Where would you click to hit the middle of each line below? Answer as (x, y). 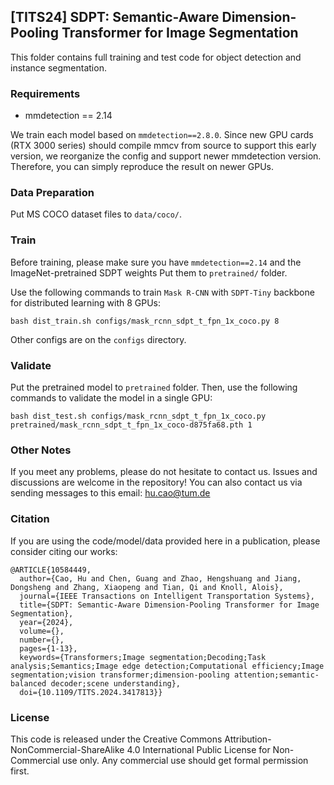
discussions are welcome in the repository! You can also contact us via (156, 482)
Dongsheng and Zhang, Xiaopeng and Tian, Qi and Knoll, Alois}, (147, 587)
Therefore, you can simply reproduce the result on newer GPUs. (142, 167)
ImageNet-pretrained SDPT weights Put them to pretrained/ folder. (149, 272)
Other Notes (41, 450)
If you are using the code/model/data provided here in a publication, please (165, 541)
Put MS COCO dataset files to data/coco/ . (96, 214)
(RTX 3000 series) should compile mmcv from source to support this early (163, 146)
